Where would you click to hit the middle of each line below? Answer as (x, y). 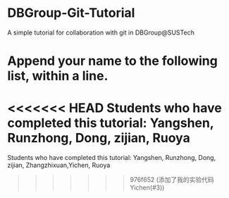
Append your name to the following (113, 61)
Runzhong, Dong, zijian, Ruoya (99, 138)
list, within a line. (58, 76)
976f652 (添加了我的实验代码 (172, 180)
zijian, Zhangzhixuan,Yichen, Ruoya (59, 165)
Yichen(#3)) (147, 187)
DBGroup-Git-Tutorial (71, 13)
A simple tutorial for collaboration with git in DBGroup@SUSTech (101, 32)
